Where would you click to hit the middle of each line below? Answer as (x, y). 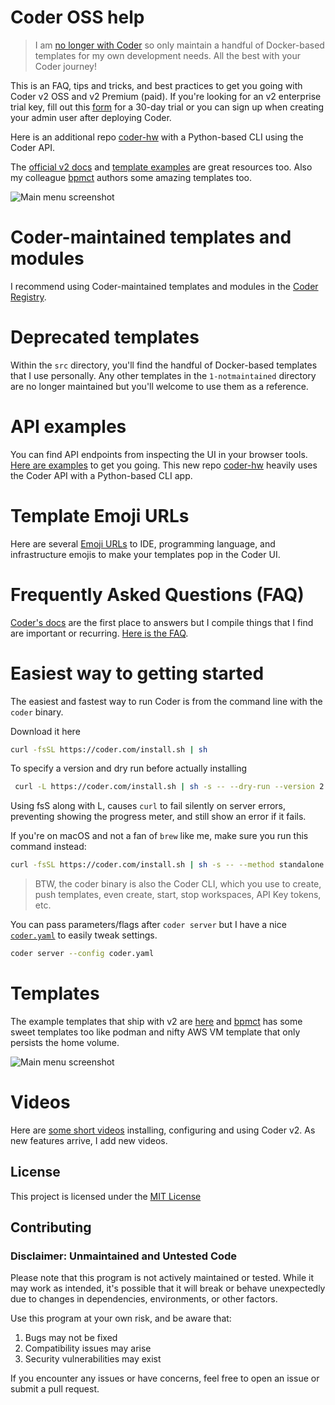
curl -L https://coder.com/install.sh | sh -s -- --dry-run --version (164, 787)
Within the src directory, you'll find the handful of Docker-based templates (164, 365)
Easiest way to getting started (137, 673)
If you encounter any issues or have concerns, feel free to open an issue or (165, 1378)
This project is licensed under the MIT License (106, 1196)
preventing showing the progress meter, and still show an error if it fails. (158, 817)
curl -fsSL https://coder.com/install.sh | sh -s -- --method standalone (167, 865)
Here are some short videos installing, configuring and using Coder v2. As (163, 1130)
